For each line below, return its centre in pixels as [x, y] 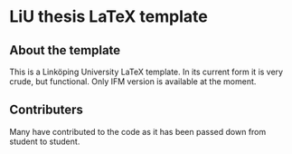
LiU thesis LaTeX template [108, 17]
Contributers [47, 110]
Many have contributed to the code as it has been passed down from [138, 131]
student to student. [45, 141]
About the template [65, 50]
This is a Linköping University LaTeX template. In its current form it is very [146, 72]
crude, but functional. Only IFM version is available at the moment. [133, 82]
